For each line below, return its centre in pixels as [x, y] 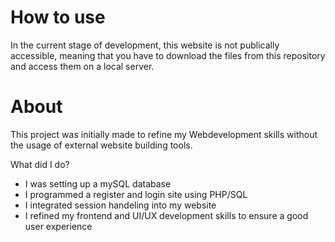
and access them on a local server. [82, 66]
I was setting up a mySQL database [98, 183]
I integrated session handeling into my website [120, 205]
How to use [58, 17]
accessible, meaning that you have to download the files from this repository [168, 55]
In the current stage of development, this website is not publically [145, 45]
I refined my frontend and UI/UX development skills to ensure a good [166, 215]
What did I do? [40, 164]
